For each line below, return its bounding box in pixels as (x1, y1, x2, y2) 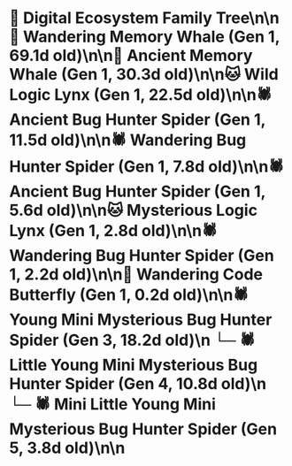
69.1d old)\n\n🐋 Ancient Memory (9, 46, 253, 65)
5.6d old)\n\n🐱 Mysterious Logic (9, 201, 258, 220)
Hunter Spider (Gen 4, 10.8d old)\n (9, 374, 267, 394)
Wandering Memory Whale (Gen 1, (23, 27, 280, 47)
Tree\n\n (215, 8, 280, 28)
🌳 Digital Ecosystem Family (9, 8, 212, 28)
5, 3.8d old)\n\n (9, 438, 126, 458)
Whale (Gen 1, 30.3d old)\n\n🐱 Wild (9, 65, 279, 85)
